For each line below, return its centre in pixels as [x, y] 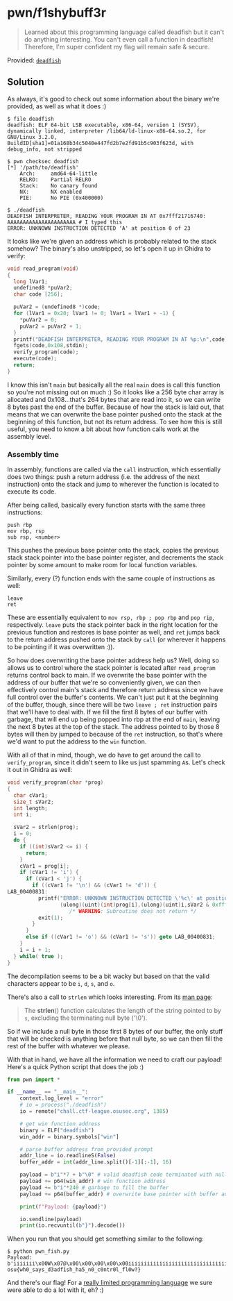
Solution [26, 82]
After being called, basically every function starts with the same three [106, 505]
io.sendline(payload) [51, 1219]
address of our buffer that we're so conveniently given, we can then [104, 682]
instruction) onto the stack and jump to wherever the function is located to [113, 485]
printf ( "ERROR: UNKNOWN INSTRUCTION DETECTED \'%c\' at [120, 898]
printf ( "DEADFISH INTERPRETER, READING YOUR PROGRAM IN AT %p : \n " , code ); [122, 339]
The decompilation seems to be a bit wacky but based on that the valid [109, 976]
